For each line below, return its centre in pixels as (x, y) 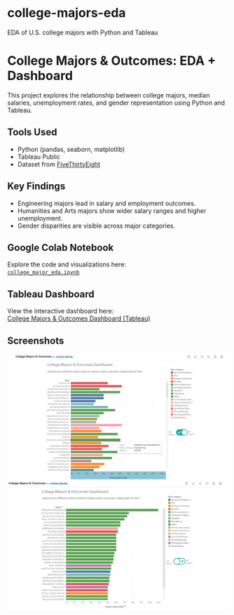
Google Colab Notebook (61, 247)
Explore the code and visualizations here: (67, 264)
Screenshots (36, 341)
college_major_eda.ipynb (43, 273)
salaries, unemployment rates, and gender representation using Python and (116, 103)
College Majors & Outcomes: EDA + (112, 61)
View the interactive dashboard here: (61, 311)
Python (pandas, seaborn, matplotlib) (71, 149)
